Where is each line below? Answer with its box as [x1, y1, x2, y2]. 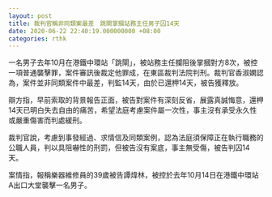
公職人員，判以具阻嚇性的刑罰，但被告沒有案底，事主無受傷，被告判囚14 [8, 143, 250, 152]
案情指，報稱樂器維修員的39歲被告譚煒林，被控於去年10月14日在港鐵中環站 [8, 170, 259, 180]
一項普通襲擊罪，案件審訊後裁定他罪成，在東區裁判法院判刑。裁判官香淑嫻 [8, 68, 257, 78]
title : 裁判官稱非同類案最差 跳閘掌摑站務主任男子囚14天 [8, 19, 180, 28]
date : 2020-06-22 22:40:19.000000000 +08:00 [8, 27, 161, 35]
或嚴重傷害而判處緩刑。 [8, 115, 87, 126]
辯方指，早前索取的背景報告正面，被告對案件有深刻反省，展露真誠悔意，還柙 [8, 95, 264, 105]
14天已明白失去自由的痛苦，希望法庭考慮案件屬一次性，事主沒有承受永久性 [8, 105, 257, 115]
